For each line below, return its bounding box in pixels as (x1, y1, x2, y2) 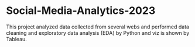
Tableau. (6, 35, 28, 42)
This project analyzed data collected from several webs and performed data (6, 23, 189, 30)
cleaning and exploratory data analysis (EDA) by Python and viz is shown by (6, 29, 190, 36)
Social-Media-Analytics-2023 (6, 4, 156, 17)
